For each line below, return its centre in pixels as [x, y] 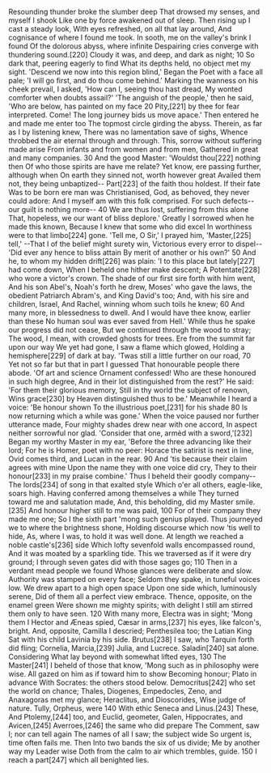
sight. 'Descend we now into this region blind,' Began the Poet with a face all [135, 72]
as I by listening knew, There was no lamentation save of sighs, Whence [128, 132]
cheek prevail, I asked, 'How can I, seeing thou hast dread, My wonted [125, 89]
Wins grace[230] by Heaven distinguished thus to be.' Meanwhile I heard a [133, 399]
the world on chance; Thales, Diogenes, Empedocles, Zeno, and [115, 691]
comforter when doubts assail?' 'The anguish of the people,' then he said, [131, 98]
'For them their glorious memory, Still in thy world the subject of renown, [129, 390]
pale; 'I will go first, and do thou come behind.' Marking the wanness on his [133, 81]
